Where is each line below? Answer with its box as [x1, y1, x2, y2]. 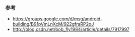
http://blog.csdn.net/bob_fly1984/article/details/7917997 [12, 26, 130, 33]
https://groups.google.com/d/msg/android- [12, 16, 103, 22]
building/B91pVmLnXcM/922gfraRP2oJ [12, 21, 94, 27]
